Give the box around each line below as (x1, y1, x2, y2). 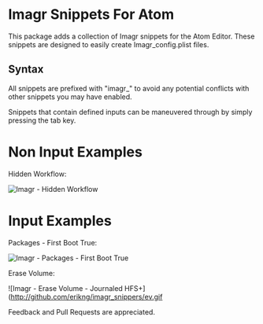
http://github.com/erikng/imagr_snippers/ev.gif (10, 292, 163, 301)
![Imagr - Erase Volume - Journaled (8, 283, 124, 293)
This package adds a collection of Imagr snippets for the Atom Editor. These (8, 31, 255, 41)
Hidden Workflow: (8, 169, 67, 179)
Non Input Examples (8, 143, 143, 160)
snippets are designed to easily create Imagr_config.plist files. (8, 39, 209, 49)
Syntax (8, 63, 44, 76)
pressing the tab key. (8, 116, 76, 125)
